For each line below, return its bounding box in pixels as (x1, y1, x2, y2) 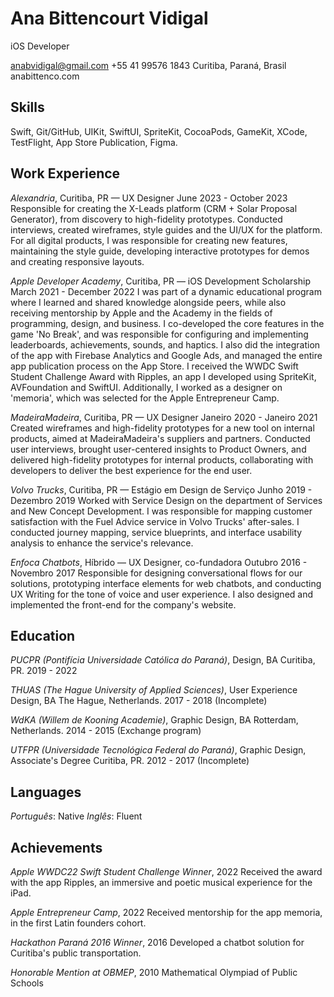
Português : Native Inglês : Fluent (10, 810, 143, 822)
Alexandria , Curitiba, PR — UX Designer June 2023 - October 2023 (10, 192, 288, 204)
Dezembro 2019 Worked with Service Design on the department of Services (10, 494, 323, 506)
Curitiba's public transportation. (10, 947, 142, 959)
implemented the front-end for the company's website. (10, 598, 237, 611)
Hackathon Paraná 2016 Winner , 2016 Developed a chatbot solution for (10, 937, 305, 948)
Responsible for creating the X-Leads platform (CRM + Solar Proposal (10, 202, 298, 214)
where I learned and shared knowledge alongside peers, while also (10, 296, 287, 308)
